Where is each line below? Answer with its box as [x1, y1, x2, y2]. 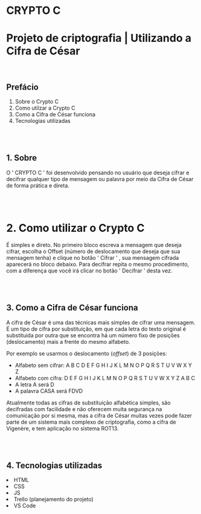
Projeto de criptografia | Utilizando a [6, 31, 192, 45]
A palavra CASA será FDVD [14, 387, 83, 394]
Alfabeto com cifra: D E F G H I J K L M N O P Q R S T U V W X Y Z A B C [14, 374, 195, 381]
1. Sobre [6, 153, 37, 163]
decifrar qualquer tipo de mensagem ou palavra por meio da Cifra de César [6, 175, 194, 182]
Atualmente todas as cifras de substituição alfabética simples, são [6, 399, 171, 406]
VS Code [14, 502, 36, 509]
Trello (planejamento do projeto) [14, 496, 94, 503]
